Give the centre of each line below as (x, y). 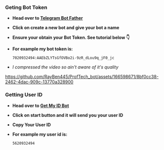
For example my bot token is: (42, 49)
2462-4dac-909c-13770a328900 (39, 82)
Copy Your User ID (31, 124)
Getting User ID (24, 95)
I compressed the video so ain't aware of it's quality (65, 67)
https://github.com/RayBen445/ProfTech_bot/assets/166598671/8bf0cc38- (82, 77)
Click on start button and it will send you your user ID (68, 115)
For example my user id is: (40, 134)
